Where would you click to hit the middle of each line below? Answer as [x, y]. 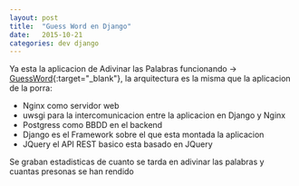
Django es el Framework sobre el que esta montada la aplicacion [143, 135]
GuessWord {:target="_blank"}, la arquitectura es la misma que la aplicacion [150, 79]
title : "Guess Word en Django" [70, 26]
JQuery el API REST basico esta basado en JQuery [117, 144]
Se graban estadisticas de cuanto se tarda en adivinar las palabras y [137, 162]
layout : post [34, 18]
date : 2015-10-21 [46, 34]
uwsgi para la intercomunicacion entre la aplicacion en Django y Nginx [154, 115]
